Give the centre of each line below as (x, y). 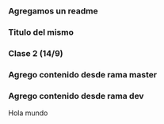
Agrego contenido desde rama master (82, 74)
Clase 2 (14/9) (36, 53)
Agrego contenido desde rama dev (76, 96)
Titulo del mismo (41, 32)
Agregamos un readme (53, 11)
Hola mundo (28, 113)
